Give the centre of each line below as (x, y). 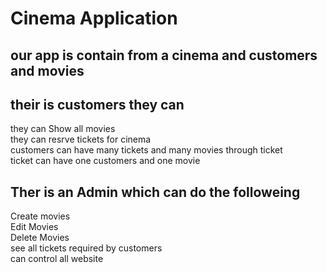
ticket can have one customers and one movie (105, 161)
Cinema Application (94, 18)
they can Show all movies (63, 129)
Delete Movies (40, 238)
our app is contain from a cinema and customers (164, 55)
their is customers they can (97, 104)
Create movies (40, 216)
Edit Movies (34, 227)
